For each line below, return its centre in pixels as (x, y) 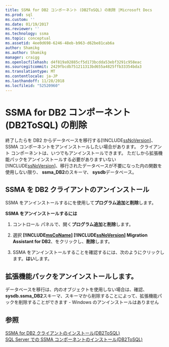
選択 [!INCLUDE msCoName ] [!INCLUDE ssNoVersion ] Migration (80, 235)
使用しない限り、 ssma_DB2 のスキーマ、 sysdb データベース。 (71, 172)
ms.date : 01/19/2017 (27, 24)
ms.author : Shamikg (26, 52)
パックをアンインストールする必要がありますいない (63, 159)
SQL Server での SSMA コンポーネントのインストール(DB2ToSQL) (74, 339)
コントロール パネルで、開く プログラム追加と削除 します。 (73, 224)
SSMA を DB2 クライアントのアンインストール (77, 190)
